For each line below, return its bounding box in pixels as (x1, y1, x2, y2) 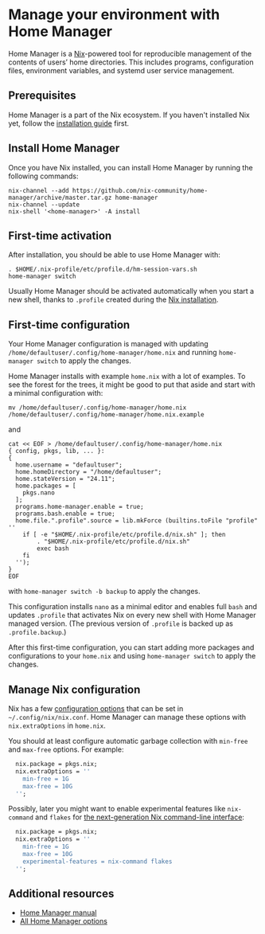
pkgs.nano (22, 489, 56, 497)
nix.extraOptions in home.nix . (8, 721, 106, 730)
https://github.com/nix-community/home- (72, 186, 208, 194)
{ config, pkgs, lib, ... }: (8, 447, 105, 455)
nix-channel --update (8, 201, 80, 209)
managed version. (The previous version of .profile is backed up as (8, 619, 233, 628)
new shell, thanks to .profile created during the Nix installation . (8, 295, 219, 304)
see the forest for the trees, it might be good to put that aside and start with (8, 380, 255, 389)
